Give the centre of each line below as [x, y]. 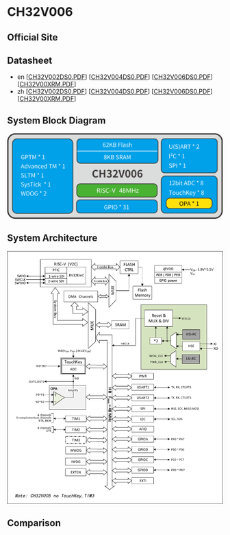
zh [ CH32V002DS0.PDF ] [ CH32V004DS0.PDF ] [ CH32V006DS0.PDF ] [115, 92]
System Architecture [52, 238]
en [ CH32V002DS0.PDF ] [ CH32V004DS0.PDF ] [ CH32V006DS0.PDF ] [115, 77]
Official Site [33, 37]
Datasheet [30, 60]
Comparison [34, 523]
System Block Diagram [56, 120]
